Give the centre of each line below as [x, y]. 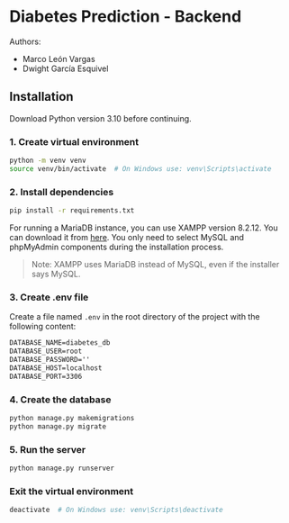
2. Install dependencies [62, 192]
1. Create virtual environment [74, 141]
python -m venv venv [48, 161]
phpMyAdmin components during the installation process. [117, 247]
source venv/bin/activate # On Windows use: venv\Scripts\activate [140, 168]
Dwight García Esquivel [65, 68]
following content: [43, 327]
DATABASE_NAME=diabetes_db [60, 343]
